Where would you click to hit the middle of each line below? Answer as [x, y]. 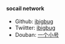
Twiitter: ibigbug [35, 28]
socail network [25, 8]
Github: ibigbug [34, 21]
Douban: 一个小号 [37, 35]
